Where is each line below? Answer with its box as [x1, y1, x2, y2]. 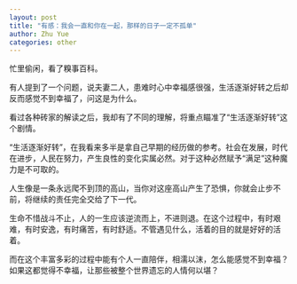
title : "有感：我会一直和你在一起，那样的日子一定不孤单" [9, 21, 197, 30]
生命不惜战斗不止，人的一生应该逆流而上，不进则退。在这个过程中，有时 [9, 213, 273, 224]
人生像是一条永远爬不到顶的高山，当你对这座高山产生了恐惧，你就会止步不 [9, 183, 281, 193]
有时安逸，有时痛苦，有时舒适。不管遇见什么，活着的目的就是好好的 [24, 224, 273, 235]
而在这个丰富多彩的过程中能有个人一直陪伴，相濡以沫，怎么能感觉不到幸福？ [9, 254, 289, 264]
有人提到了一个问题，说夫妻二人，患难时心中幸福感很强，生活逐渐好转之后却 [9, 82, 289, 93]
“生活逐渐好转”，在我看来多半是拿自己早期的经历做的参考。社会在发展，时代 [9, 142, 288, 153]
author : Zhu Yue [9, 29, 69, 38]
